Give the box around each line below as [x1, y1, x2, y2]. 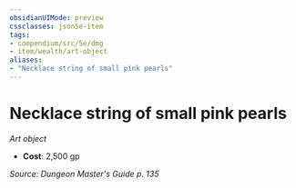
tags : [9, 30, 30, 39]
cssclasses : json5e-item [9, 22, 104, 31]
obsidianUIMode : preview [9, 13, 104, 23]
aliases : [9, 55, 43, 64]
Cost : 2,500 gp [22, 151, 80, 162]
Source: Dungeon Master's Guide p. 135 [9, 168, 159, 179]
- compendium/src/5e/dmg [9, 38, 104, 48]
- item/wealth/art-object [9, 47, 107, 56]
